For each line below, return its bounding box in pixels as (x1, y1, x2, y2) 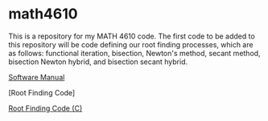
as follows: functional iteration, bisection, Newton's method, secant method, (8, 48, 261, 58)
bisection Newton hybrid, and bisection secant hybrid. (8, 57, 188, 67)
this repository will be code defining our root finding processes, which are (8, 39, 254, 49)
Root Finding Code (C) (8, 103, 83, 113)
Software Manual (8, 72, 65, 82)
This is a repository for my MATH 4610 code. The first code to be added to (8, 31, 255, 41)
